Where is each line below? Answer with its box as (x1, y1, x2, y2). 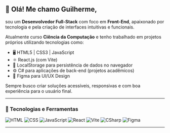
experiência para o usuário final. (5, 88, 72, 94)
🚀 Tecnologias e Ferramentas (5, 105, 78, 112)
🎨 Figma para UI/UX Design (12, 73, 70, 79)
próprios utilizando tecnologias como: (5, 39, 84, 45)
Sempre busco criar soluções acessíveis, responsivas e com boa (5, 82, 141, 89)
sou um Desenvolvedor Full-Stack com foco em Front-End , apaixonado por (5, 18, 164, 24)
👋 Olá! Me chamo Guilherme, (5, 5, 97, 14)
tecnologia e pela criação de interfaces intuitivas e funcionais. (5, 24, 135, 30)
